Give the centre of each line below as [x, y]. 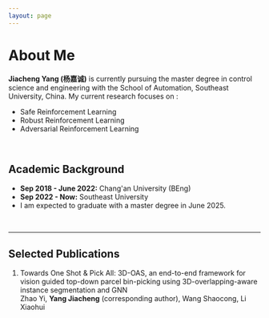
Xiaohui [32, 307]
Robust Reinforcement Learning [72, 120]
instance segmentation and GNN [74, 290]
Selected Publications [64, 254]
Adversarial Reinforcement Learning [79, 128]
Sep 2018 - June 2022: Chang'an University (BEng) [105, 188]
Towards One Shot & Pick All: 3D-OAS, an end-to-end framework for [133, 273]
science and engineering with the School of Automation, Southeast [119, 87]
